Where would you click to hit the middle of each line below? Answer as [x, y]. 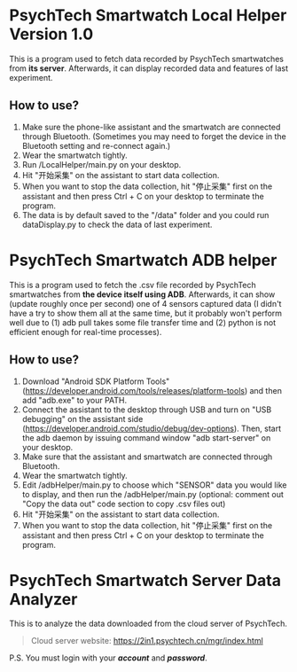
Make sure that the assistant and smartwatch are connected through [147, 457]
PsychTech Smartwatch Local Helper [148, 16]
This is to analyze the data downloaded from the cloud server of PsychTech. [148, 624]
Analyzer [43, 599]
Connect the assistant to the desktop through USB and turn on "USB [147, 410]
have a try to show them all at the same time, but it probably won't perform [145, 313]
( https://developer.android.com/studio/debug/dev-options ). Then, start [152, 428]
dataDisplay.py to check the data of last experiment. [117, 224]
